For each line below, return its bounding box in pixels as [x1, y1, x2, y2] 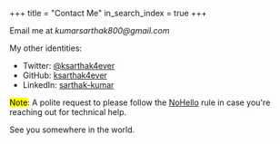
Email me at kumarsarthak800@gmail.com [9, 25, 170, 35]
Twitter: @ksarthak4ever [22, 61, 115, 71]
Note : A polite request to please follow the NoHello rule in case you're [9, 97, 271, 108]
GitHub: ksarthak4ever [22, 70, 107, 81]
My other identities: [9, 43, 83, 53]
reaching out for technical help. [9, 107, 127, 117]
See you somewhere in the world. [9, 124, 135, 135]
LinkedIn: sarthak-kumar [22, 80, 115, 90]
